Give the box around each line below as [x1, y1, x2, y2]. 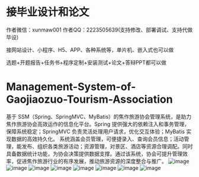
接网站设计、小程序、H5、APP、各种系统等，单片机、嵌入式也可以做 [6, 46, 174, 53]
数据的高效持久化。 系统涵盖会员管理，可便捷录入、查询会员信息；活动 [11, 135, 184, 143]
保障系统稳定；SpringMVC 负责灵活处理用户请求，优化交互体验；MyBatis [6, 128, 185, 135]
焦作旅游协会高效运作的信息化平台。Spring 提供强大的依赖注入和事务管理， [6, 120, 190, 128]
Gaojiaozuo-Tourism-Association [6, 93, 173, 106]
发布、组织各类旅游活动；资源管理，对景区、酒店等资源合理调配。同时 [21, 143, 193, 150]
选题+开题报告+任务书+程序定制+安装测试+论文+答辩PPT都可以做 [6, 59, 167, 66]
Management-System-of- [6, 80, 136, 94]
